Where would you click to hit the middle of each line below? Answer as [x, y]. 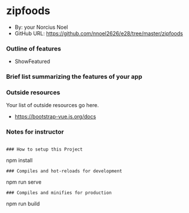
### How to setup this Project [44, 149]
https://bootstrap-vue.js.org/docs [55, 117]
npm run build [23, 204]
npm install [19, 160]
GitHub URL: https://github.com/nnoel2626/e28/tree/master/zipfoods [99, 33]
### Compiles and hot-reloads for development [64, 171]
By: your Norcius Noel [41, 27]
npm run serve [24, 182]
